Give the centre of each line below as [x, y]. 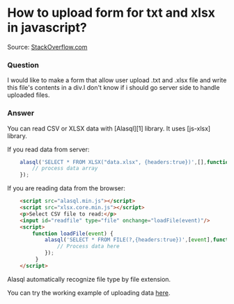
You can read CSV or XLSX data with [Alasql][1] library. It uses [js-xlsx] [109, 128]
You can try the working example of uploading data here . [89, 292]
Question [23, 65]
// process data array [65, 169]
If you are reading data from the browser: [66, 188]
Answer [21, 113]
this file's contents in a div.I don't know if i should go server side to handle [114, 88]
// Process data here [88, 246]
